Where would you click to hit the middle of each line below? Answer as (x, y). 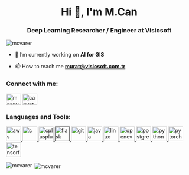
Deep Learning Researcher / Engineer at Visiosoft (99, 31)
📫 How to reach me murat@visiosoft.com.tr (70, 67)
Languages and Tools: (38, 117)
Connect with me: (32, 84)
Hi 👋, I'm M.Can (99, 12)
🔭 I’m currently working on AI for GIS (59, 55)
